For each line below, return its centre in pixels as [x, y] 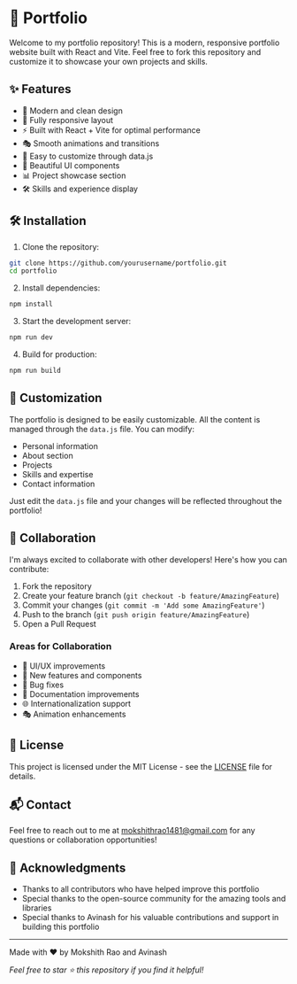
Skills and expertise [57, 474]
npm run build [35, 371]
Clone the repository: [61, 246]
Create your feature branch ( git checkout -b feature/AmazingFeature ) [151, 595]
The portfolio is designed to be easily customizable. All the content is [135, 419]
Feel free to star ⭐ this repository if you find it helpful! [107, 970]
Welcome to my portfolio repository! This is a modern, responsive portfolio [145, 43]
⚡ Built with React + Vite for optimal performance [111, 130]
